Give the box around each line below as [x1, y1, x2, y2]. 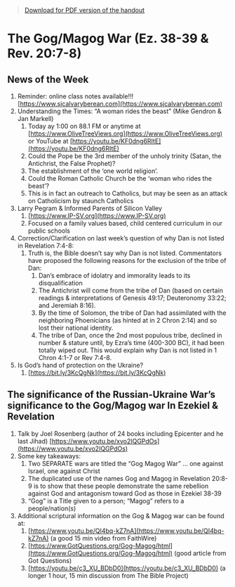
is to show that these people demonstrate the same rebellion [34, 482, 209, 490]
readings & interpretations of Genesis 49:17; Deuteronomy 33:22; [38, 294, 227, 302]
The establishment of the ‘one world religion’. [27, 167, 159, 175]
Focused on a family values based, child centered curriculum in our [27, 219, 223, 227]
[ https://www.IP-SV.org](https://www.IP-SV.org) [27, 212, 166, 220]
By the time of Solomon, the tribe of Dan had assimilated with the [38, 309, 227, 317]
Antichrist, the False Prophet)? [27, 160, 116, 167]
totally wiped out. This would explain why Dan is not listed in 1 [38, 346, 217, 354]
